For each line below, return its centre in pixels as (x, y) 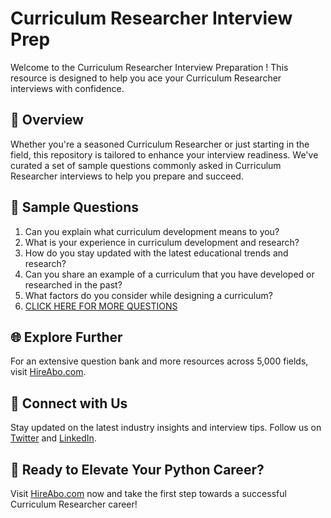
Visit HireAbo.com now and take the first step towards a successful (148, 493)
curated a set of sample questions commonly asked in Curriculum (146, 165)
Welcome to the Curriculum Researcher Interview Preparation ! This (149, 67)
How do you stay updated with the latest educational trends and (156, 253)
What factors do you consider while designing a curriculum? (148, 295)
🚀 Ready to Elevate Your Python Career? (137, 469)
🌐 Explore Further (66, 337)
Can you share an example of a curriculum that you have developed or (169, 274)
